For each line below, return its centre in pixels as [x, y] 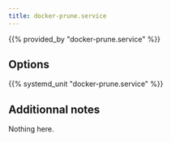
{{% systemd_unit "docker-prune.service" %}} [86, 84]
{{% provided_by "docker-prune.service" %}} [84, 39]
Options [29, 65]
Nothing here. [31, 129]
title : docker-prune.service [58, 16]
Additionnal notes [54, 109]
